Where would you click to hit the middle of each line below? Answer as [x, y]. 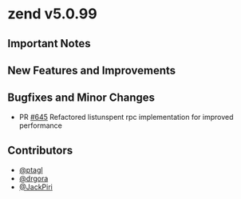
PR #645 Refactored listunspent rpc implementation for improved [126, 117]
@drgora [34, 178]
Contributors [40, 151]
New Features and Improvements [92, 70]
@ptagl [31, 169]
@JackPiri [36, 187]
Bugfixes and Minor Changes [81, 98]
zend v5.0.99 [52, 14]
